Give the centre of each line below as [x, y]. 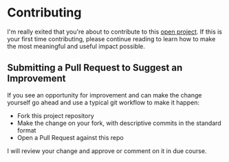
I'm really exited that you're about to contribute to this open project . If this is [115, 32]
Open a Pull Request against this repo [70, 137]
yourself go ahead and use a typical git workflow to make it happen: [103, 102]
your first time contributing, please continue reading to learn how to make [111, 38]
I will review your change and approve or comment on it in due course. [107, 151]
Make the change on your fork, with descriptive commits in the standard [119, 123]
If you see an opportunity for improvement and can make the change [105, 95]
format [26, 130]
